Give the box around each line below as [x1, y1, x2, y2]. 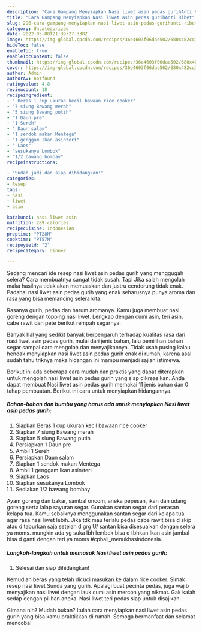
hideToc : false [7, 43, 45, 49]
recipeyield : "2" [7, 242, 50, 248]
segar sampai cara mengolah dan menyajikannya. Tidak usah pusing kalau [7, 343, 191, 351]
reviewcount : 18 [7, 87, 47, 93]
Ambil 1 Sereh [15, 448, 50, 455]
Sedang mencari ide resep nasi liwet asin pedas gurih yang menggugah [7, 269, 184, 276]
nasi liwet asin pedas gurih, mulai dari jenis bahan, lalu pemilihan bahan [7, 337, 183, 345]
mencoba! [7, 620, 32, 627]
